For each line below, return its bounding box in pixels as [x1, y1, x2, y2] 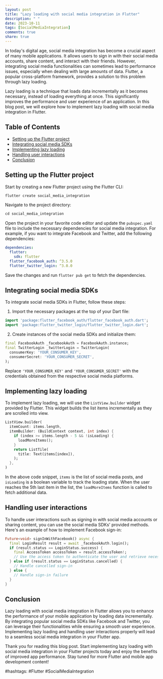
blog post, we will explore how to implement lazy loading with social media [5, 103, 154, 110]
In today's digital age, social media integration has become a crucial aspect [5, 47, 156, 54]
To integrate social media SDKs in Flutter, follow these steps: [5, 299, 126, 305]
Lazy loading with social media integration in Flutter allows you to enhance [5, 608, 154, 614]
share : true [5, 35, 29, 39]
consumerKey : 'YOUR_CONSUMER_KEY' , [9, 349, 81, 355]
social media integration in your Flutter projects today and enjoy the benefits [5, 649, 158, 655]
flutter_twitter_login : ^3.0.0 [9, 263, 73, 268]
